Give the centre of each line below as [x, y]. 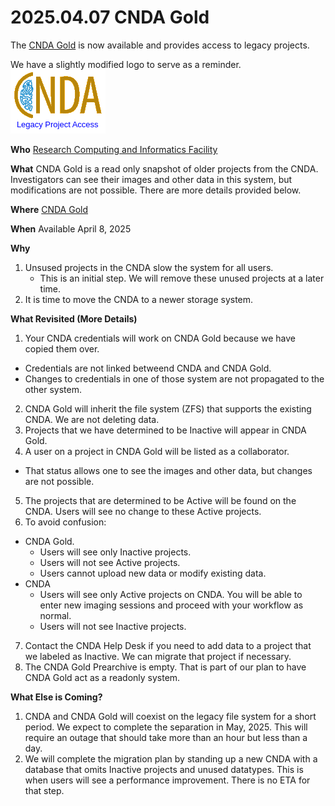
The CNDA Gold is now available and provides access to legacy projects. [160, 45]
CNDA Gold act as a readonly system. [102, 677]
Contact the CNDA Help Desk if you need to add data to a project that [168, 645]
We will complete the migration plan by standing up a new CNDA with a [171, 758]
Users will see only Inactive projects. [115, 552]
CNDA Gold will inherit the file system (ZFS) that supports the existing [168, 408]
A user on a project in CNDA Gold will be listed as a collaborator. [157, 451]
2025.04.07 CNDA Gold [110, 17]
